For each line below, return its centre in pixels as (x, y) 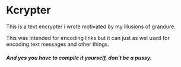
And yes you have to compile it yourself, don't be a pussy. (79, 58)
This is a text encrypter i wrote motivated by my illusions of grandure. (91, 26)
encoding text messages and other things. (58, 44)
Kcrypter (28, 10)
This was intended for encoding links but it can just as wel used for (88, 38)
